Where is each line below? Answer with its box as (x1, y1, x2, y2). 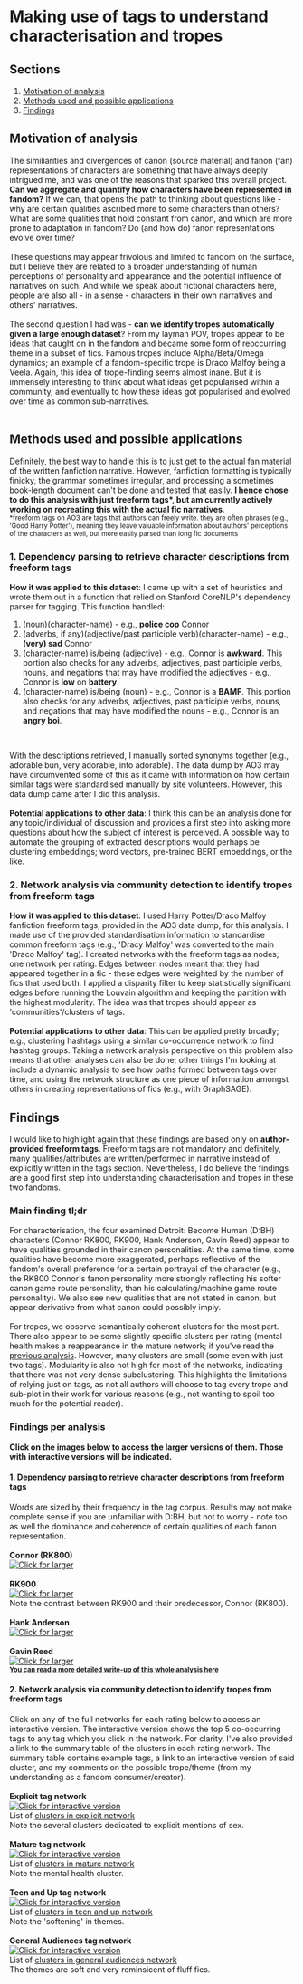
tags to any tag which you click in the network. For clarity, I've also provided (9, 1733, 293, 1744)
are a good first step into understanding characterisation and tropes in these (9, 1173, 294, 1184)
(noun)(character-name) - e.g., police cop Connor (22, 618, 210, 629)
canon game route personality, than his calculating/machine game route (9, 1283, 278, 1294)
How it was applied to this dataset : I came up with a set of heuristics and (9, 581, 283, 592)
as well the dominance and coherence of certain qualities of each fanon (9, 1520, 278, 1531)
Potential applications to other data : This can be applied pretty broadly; (9, 1026, 279, 1037)
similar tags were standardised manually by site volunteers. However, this (9, 779, 283, 790)
